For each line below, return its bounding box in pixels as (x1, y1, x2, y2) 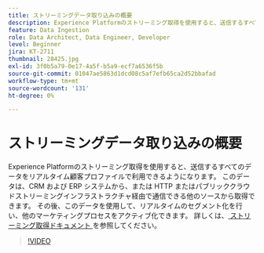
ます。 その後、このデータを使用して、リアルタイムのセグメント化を (14, 201, 236, 211)
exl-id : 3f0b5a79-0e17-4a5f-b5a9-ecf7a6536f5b (8, 63, 163, 70)
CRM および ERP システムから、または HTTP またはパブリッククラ (28, 182, 244, 191)
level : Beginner (8, 41, 61, 49)
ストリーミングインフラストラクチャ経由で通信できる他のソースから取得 (14, 191, 249, 201)
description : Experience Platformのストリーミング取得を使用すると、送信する (8, 19, 244, 27)
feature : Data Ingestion (8, 26, 90, 34)
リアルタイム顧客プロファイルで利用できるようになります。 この (28, 172, 236, 181)
